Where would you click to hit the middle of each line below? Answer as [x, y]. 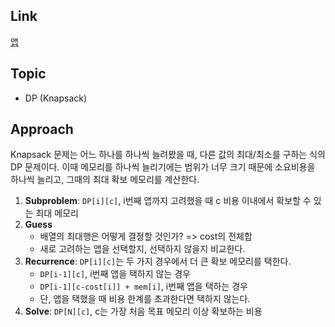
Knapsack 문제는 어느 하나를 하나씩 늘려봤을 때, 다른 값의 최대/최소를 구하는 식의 [168, 155]
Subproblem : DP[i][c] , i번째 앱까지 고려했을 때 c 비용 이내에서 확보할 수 [168, 201]
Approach [42, 129]
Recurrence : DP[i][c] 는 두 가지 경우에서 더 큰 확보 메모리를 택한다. [158, 261]
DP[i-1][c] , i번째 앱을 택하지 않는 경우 [115, 274]
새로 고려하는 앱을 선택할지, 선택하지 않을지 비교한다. [142, 249]
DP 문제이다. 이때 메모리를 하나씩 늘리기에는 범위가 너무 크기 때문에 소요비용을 [163, 167]
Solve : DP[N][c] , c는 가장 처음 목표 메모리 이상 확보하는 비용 [143, 311]
